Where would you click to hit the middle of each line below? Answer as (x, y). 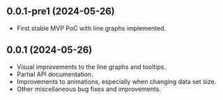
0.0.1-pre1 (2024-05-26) (61, 11)
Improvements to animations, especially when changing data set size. (116, 81)
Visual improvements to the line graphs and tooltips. (91, 67)
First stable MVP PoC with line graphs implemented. (91, 28)
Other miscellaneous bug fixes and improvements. (89, 89)
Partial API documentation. (55, 74)
